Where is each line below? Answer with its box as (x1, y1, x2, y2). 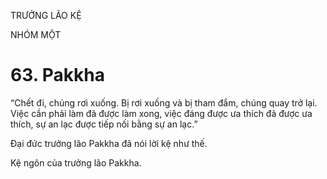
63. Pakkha (10, 64, 106, 87)
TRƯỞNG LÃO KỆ (10, 10, 82, 21)
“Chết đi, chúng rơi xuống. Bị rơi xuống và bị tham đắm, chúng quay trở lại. (10, 96, 318, 109)
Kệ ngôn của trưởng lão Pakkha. (10, 156, 142, 169)
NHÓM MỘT (10, 29, 62, 40)
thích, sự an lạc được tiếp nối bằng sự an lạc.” (10, 118, 198, 130)
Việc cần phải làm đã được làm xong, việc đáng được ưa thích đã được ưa (10, 107, 313, 119)
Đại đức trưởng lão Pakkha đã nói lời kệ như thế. (10, 137, 208, 149)
